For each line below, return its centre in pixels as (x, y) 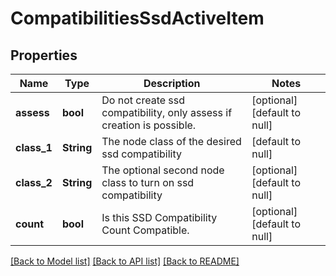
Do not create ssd (143, 100)
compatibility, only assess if (167, 112)
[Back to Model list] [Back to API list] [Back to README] (125, 261)
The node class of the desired (171, 141)
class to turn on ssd (148, 182)
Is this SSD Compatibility (159, 217)
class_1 (34, 147)
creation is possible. (149, 125)
